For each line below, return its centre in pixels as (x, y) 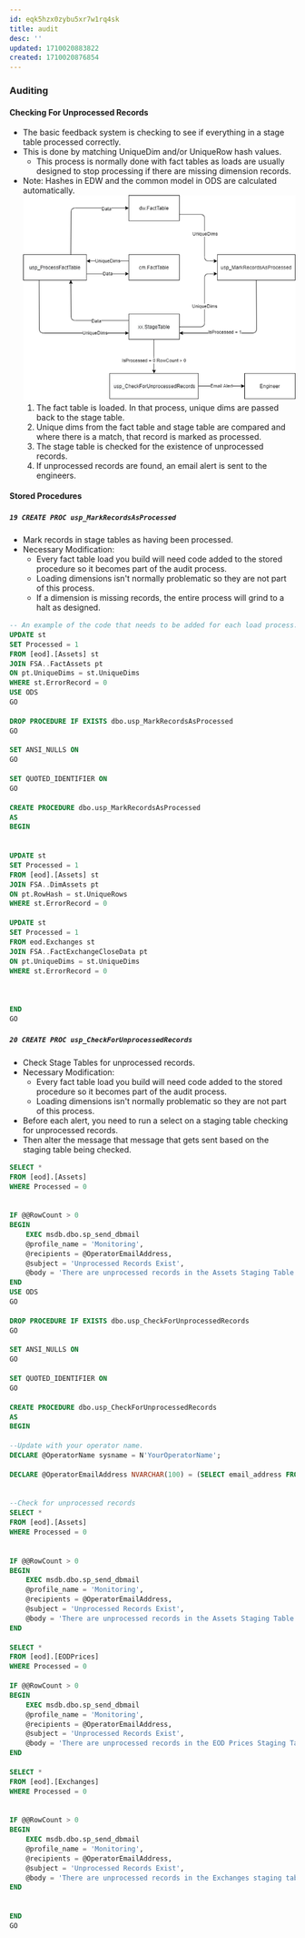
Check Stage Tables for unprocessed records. (108, 1062)
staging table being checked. (77, 1149)
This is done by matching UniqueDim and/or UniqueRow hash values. (152, 152)
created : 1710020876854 (54, 58)
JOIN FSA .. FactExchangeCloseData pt (79, 951)
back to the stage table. (80, 417)
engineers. (56, 475)
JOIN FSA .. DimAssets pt (54, 884)
